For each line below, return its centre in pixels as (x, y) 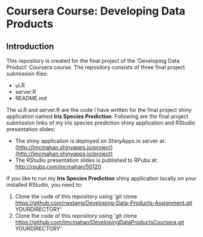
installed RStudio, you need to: (45, 185)
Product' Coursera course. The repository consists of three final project (96, 67)
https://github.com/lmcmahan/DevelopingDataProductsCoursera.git (100, 222)
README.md (31, 98)
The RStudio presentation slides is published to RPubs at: (86, 160)
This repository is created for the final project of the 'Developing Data (93, 61)
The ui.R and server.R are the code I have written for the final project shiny (99, 110)
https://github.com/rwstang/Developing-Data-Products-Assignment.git (104, 203)
